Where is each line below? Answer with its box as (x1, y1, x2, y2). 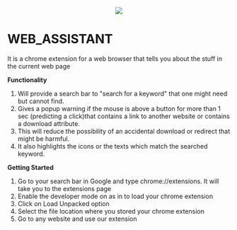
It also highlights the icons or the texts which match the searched (17, 142, 208, 150)
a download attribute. (17, 119, 80, 127)
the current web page (7, 62, 71, 70)
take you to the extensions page (17, 184, 112, 192)
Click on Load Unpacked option (17, 199, 110, 208)
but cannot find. (17, 96, 65, 105)
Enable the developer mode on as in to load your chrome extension (17, 192, 214, 200)
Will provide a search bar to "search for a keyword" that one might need (17, 89, 228, 98)
